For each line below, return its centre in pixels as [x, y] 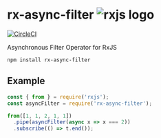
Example [26, 81]
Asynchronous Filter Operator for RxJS [62, 47]
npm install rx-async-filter [49, 60]
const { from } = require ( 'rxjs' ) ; [58, 97]
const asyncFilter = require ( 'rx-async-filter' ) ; [80, 103]
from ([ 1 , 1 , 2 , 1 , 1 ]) [40, 116]
